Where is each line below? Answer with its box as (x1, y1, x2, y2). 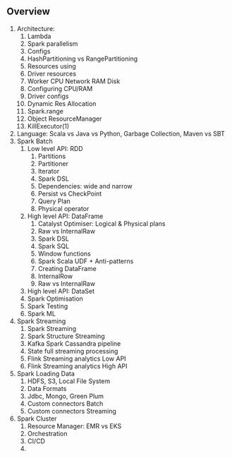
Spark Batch (16, 137, 54, 145)
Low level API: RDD (27, 144, 83, 152)
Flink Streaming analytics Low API (27, 354, 126, 363)
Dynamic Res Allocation (27, 99, 97, 108)
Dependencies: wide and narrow (37, 181, 133, 190)
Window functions (37, 249, 91, 258)
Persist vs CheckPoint (37, 189, 102, 198)
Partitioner (37, 159, 68, 168)
